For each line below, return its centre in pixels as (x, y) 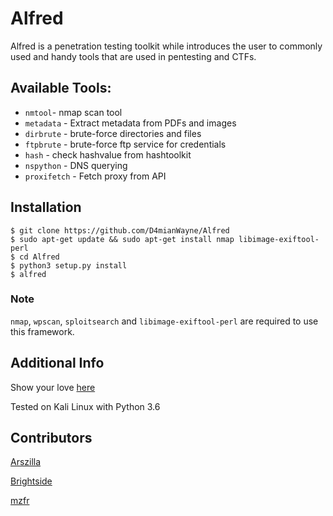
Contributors (51, 438)
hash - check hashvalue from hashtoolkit (108, 154)
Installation (46, 207)
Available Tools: (61, 88)
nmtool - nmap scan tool (73, 112)
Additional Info (57, 363)
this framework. (42, 331)
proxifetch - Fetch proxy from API (95, 176)
